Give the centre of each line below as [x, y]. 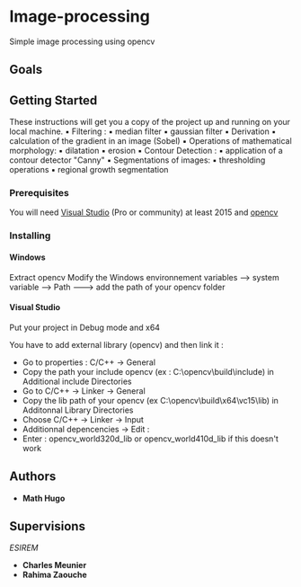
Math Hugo [44, 498]
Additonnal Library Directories [78, 410]
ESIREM [24, 548]
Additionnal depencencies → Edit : [86, 429]
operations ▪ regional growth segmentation [89, 170]
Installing [30, 236]
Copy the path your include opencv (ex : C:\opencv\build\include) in [148, 371]
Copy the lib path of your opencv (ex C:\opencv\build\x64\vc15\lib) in [150, 400]
